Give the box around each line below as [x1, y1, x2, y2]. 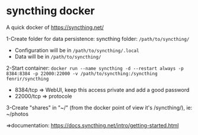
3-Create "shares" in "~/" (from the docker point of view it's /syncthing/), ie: [6, 104, 193, 111]
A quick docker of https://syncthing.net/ [6, 24, 104, 31]
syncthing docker [6, 4, 95, 18]
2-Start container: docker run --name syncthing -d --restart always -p [6, 64, 184, 72]
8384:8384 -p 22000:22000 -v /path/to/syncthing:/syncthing [6, 70, 158, 76]
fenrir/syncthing [6, 76, 49, 82]
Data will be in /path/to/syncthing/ [14, 53, 102, 60]
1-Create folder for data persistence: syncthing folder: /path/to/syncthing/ [6, 35, 190, 42]
